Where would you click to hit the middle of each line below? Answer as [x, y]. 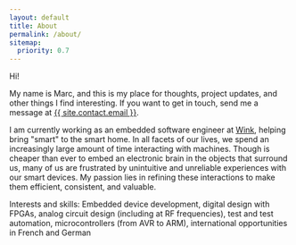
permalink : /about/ [45, 34]
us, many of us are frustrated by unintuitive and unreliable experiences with [148, 168]
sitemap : [25, 42]
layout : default [39, 17]
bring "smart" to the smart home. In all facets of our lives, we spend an [139, 139]
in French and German [50, 232]
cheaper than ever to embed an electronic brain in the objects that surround [148, 158]
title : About [33, 26]
